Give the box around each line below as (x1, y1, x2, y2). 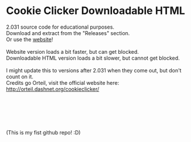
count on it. (6, 73, 34, 80)
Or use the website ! (6, 36, 53, 43)
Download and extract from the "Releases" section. (6, 29, 130, 36)
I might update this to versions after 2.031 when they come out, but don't (6, 67, 182, 74)
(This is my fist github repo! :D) (6, 129, 81, 136)
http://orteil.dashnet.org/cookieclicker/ (6, 85, 100, 92)
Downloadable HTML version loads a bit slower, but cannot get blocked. (6, 54, 180, 61)
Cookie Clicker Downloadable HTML (6, 4, 186, 18)
